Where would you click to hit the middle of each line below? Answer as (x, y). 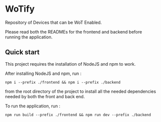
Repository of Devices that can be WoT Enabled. (54, 22)
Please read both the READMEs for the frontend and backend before (74, 32)
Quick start (22, 52)
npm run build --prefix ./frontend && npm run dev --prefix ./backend (78, 115)
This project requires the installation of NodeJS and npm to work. (71, 64)
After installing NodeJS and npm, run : (43, 73)
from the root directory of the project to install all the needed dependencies (81, 91)
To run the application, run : (33, 106)
